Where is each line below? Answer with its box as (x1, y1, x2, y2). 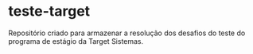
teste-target (8, 2, 91, 20)
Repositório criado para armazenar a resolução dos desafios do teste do (8, 28, 246, 38)
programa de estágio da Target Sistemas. (8, 36, 144, 45)
